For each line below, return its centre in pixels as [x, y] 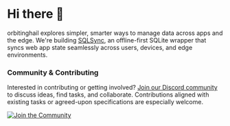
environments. [27, 55]
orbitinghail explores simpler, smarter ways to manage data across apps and [115, 33]
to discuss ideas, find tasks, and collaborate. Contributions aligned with [108, 94]
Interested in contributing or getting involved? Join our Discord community [112, 88]
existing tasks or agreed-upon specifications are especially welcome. [105, 102]
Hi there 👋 [35, 14]
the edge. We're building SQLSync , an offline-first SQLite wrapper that [107, 40]
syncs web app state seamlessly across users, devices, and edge [100, 47]
